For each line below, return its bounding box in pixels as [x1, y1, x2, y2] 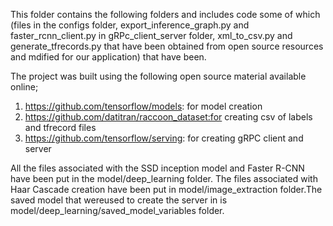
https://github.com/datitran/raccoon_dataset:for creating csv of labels [24, 111, 313, 123]
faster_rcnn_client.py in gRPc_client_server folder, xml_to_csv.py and [10, 30, 293, 41]
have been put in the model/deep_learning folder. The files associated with [10, 173, 318, 184]
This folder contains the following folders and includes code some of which [10, 9, 321, 20]
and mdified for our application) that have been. [10, 51, 207, 63]
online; [10, 81, 39, 93]
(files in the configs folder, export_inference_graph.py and [10, 19, 250, 31]
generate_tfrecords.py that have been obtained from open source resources [10, 40, 324, 52]
